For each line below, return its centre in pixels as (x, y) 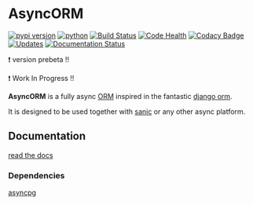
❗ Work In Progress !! (41, 78)
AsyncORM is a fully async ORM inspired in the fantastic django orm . (121, 96)
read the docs (31, 155)
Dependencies (37, 175)
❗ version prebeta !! (38, 59)
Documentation (47, 136)
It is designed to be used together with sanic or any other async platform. (127, 112)
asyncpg (22, 192)
